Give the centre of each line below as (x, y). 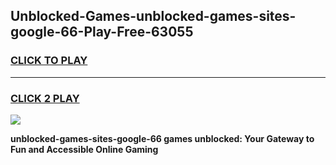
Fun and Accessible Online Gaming (84, 149)
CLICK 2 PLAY (45, 98)
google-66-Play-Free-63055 (102, 32)
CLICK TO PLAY (49, 61)
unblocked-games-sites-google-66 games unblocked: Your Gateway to (162, 138)
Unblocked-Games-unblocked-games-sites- (153, 16)
